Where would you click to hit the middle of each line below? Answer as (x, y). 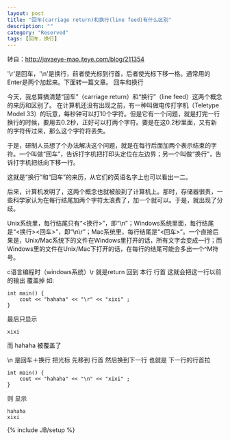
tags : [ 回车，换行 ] (32, 39)
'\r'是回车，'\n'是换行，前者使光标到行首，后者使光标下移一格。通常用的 (109, 74)
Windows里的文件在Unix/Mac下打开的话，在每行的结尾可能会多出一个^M (110, 249)
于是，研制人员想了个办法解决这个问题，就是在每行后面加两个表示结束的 (109, 146)
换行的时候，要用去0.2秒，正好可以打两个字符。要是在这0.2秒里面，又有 (109, 122)
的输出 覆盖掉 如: (31, 280)
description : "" (30, 26)
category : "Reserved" (38, 32)
